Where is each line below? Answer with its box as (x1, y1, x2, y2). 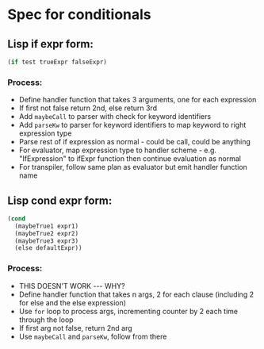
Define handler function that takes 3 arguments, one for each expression (18, 95, 257, 105)
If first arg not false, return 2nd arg (18, 323, 132, 332)
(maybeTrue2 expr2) (14, 229, 79, 237)
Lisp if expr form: (7, 37, 94, 51)
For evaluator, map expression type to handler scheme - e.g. (18, 145, 217, 155)
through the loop (18, 315, 74, 324)
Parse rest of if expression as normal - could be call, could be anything (18, 137, 251, 147)
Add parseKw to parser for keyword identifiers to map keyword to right (18, 121, 247, 130)
